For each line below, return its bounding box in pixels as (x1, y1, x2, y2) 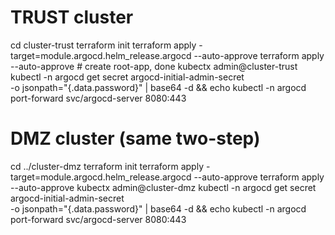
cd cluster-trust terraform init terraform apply (10, 39, 197, 51)
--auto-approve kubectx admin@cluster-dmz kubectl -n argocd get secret (10, 181, 317, 193)
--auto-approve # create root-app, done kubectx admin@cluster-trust (10, 60, 298, 72)
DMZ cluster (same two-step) (10, 127, 261, 150)
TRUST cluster (10, 6, 134, 29)
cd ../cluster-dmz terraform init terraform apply (10, 160, 205, 172)
